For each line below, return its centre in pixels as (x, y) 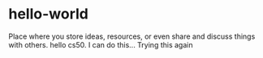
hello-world (49, 14)
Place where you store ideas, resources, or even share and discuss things (132, 36)
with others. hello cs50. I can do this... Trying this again (101, 44)
